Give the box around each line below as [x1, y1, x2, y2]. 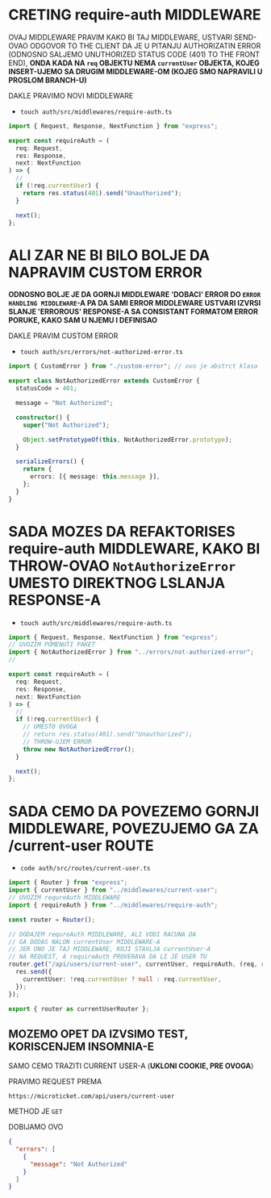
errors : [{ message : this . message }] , [29, 473, 161, 481]
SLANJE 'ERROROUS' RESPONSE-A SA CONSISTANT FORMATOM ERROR [8, 307, 258, 316]
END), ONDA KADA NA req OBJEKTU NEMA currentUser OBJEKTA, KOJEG [8, 58, 261, 68]
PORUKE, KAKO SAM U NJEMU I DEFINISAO [8, 315, 158, 325]
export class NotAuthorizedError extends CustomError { [8, 377, 200, 385]
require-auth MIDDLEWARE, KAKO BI [8, 539, 261, 557]
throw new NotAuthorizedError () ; [23, 745, 135, 753]
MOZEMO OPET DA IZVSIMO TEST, [8, 1027, 188, 1041]
